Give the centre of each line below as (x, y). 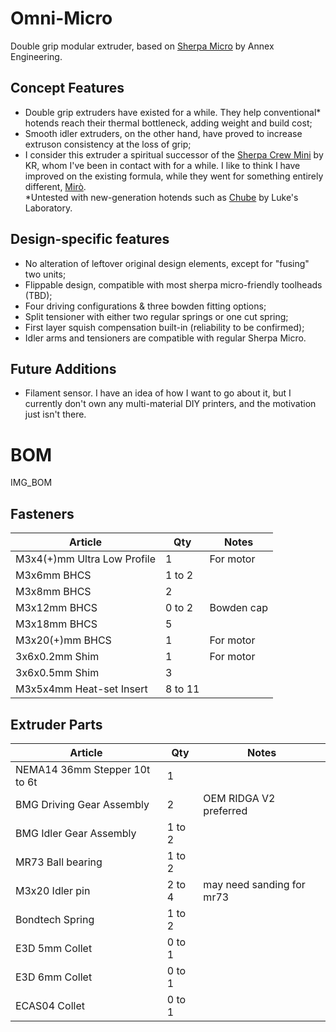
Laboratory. (48, 208)
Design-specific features (90, 239)
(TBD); (38, 295)
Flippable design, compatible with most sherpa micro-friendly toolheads (173, 284)
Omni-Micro (61, 18)
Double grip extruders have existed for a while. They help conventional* (173, 112)
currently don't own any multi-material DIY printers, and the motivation (170, 404)
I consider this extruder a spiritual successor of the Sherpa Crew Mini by (174, 154)
